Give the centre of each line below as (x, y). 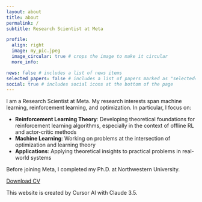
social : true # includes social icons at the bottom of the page (90, 84)
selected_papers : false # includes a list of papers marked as (87, 78)
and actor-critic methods (46, 132)
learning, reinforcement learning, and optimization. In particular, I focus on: (99, 108)
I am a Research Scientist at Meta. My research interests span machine (94, 101)
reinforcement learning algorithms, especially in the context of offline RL (104, 126)
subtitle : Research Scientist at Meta (55, 29)
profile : (17, 40)
